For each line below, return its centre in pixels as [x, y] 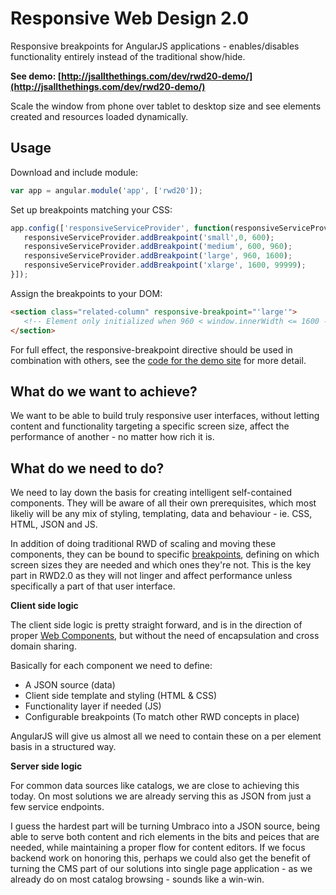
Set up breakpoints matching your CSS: [91, 209]
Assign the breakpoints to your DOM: [86, 293]
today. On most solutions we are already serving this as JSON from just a [161, 796]
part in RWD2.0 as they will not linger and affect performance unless [151, 576]
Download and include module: [74, 172]
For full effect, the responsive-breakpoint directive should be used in [151, 349]
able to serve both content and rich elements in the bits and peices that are [165, 837]
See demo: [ [36, 76]
